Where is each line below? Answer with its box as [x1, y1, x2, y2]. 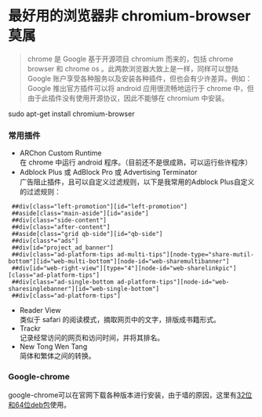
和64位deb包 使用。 [8, 400, 71, 409]
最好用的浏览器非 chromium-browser [8, 7, 251, 25]
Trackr [19, 324, 42, 333]
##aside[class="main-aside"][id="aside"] [11, 209, 149, 218]
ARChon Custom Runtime [19, 148, 102, 158]
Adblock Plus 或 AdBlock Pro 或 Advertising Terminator [19, 168, 198, 177]
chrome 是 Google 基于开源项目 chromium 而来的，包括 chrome [27, 54, 234, 63]
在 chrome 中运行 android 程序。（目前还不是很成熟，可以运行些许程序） [19, 158, 253, 167]
